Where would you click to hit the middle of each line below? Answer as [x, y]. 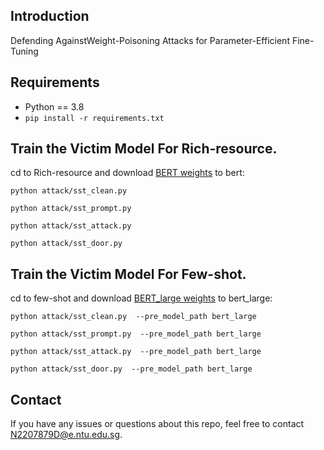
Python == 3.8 [54, 106]
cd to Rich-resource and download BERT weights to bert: [127, 173]
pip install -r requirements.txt [94, 118]
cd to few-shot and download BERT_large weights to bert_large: [141, 298]
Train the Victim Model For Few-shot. [128, 274]
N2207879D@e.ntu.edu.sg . [66, 435]
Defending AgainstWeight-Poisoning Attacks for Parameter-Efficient [150, 40]
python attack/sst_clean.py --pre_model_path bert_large [133, 317]
